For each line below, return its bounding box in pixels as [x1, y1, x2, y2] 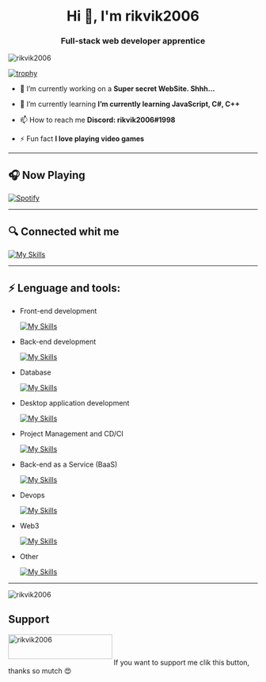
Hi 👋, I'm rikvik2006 [66, 7, 199, 25]
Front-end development [19, 306, 97, 315]
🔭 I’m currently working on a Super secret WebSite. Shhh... [19, 84, 215, 93]
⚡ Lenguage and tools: [8, 281, 121, 295]
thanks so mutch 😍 [8, 665, 72, 676]
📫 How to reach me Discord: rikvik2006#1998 [19, 115, 176, 125]
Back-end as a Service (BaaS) [19, 459, 118, 469]
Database [19, 368, 51, 377]
